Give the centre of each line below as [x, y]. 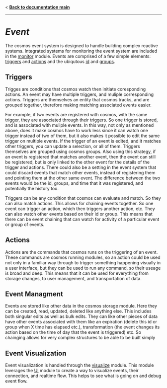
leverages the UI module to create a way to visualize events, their [72, 371]
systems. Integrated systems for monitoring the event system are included [81, 51]
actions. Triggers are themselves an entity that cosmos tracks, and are [77, 99]
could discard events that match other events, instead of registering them [80, 172]
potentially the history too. [32, 188]
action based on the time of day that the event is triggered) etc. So [73, 332]
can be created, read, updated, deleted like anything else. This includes [78, 311]
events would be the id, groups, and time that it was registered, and [74, 183]
